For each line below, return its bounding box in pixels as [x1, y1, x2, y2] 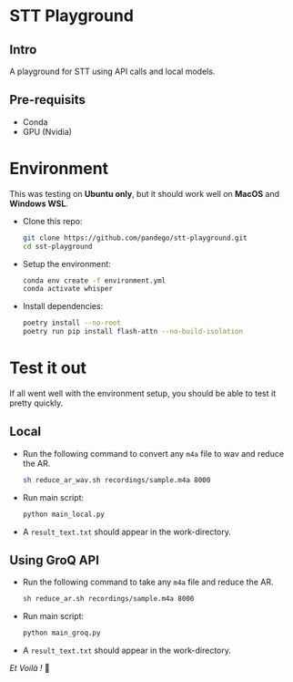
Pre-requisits [9, 92, 86, 108]
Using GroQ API [9, 553, 100, 568]
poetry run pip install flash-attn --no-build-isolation [22, 327, 244, 336]
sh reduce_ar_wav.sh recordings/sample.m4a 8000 [22, 475, 211, 484]
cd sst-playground [22, 242, 93, 251]
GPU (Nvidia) [22, 126, 73, 137]
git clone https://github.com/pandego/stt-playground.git [22, 233, 248, 243]
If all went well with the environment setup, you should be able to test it [9, 387, 276, 398]
